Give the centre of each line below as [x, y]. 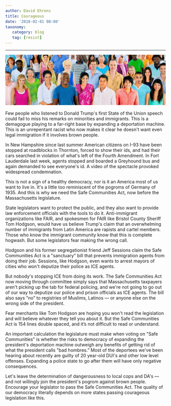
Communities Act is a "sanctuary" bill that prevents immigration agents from [85, 255]
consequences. [22, 366]
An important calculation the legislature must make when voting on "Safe [82, 334]
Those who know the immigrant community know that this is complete [79, 235]
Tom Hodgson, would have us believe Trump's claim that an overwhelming [83, 224]
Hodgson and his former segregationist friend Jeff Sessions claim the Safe [83, 250]
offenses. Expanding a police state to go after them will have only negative [83, 361]
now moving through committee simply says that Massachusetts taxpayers [84, 281]
